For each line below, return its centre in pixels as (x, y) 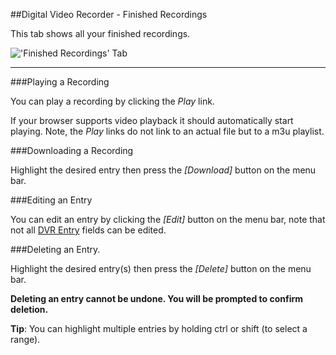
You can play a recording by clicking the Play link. (112, 101)
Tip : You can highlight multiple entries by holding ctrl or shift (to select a (159, 328)
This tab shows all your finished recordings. (100, 33)
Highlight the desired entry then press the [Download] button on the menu (163, 170)
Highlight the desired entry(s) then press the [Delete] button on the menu (161, 268)
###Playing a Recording (60, 82)
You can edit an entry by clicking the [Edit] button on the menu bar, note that (168, 219)
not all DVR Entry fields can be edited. (88, 230)
